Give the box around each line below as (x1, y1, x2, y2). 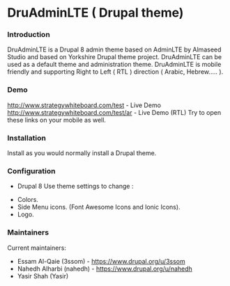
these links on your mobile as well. (7, 116, 107, 124)
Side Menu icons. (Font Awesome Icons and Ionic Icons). (17, 203, 181, 212)
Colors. (17, 196, 38, 204)
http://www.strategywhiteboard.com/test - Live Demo (7, 101, 162, 109)
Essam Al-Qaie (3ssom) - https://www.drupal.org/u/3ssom (17, 257, 186, 265)
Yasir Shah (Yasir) (17, 271, 69, 280)
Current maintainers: (7, 244, 66, 252)
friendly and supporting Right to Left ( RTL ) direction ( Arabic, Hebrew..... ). (7, 67, 224, 76)
